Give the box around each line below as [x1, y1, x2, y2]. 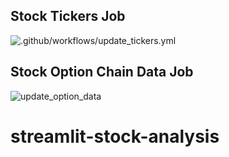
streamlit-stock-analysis [10, 125, 220, 148]
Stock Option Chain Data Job [10, 64, 194, 81]
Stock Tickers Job [10, 8, 126, 25]
